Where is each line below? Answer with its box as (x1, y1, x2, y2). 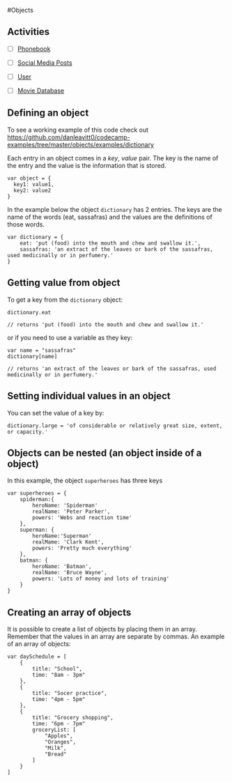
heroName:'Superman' (32, 532, 92, 539)
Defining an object (7, 107, 89, 119)
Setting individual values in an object (7, 390, 171, 402)
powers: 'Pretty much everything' (32, 545, 132, 552)
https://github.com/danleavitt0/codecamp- (7, 132, 130, 141)
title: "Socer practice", (32, 690, 108, 697)
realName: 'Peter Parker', (32, 508, 111, 515)
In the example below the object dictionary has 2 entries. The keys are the (7, 205, 222, 213)
